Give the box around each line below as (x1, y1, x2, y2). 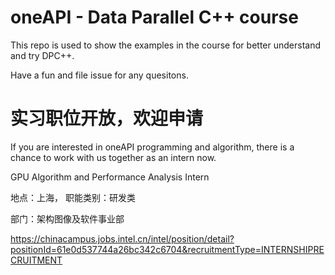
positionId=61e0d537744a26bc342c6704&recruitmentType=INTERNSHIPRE (10, 243, 325, 255)
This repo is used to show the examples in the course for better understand (10, 39, 321, 51)
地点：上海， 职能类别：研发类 (10, 191, 136, 203)
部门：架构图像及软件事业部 (10, 212, 125, 225)
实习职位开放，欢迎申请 (10, 107, 204, 130)
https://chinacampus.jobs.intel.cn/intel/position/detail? (10, 232, 235, 245)
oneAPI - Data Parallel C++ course (10, 6, 299, 29)
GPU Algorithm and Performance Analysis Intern (10, 171, 210, 183)
